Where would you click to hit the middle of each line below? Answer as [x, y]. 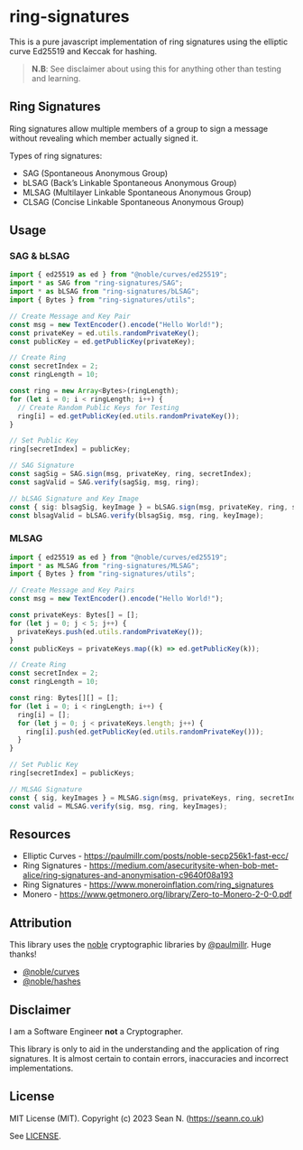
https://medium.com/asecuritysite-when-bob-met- [184, 865]
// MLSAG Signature [46, 789]
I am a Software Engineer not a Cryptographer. [96, 1032]
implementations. [41, 1069]
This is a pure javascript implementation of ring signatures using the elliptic [149, 42]
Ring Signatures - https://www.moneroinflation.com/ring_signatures [148, 885]
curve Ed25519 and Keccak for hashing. [83, 51]
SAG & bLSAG [40, 257]
